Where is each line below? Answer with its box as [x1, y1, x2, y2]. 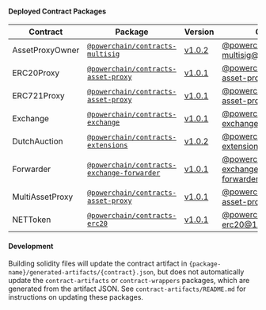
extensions [86, 141, 128, 150]
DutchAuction [12, 136, 63, 147]
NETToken [12, 214, 51, 225]
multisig [86, 50, 120, 59]
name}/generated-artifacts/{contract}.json [8, 269, 154, 277]
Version [184, 26, 215, 37]
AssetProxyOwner [12, 44, 80, 55]
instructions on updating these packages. [8, 293, 144, 302]
